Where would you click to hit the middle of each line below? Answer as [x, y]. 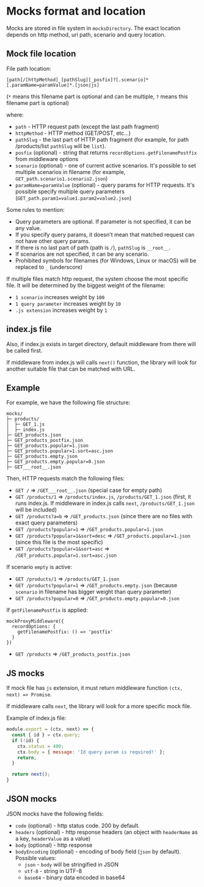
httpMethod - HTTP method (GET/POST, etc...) [73, 133]
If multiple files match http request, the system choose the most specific [97, 278]
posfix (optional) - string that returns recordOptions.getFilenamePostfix [106, 152]
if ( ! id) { [26, 740]
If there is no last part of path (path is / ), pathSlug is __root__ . [93, 247]
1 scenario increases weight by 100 [60, 297]
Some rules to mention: [36, 209]
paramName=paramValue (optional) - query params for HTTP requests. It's [105, 185]
